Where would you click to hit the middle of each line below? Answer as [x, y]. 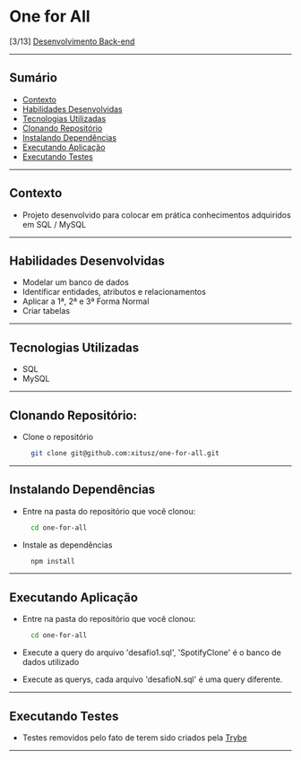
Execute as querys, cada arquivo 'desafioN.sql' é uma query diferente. [152, 679]
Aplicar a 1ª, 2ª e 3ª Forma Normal [86, 301]
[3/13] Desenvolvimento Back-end [72, 41]
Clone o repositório [58, 437]
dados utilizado [51, 662]
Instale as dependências [67, 545]
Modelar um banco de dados [76, 282]
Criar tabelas [46, 311]
